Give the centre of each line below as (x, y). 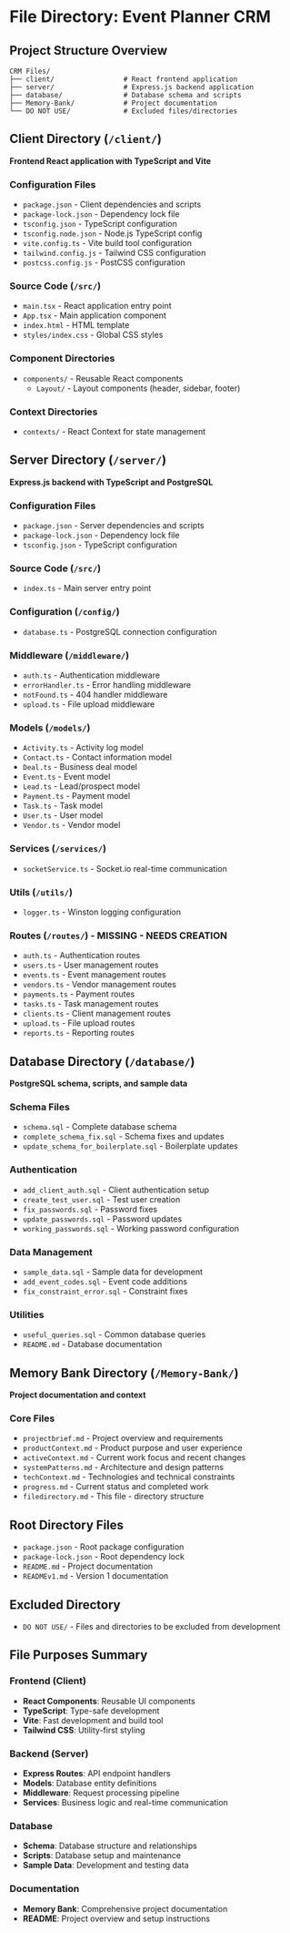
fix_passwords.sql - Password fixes (90, 1209)
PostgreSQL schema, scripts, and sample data (99, 1083)
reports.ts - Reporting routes (78, 1033)
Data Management (51, 1252)
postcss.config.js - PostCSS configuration (104, 262)
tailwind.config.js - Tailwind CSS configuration (114, 253)
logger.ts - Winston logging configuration (102, 912)
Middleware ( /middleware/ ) (70, 655)
